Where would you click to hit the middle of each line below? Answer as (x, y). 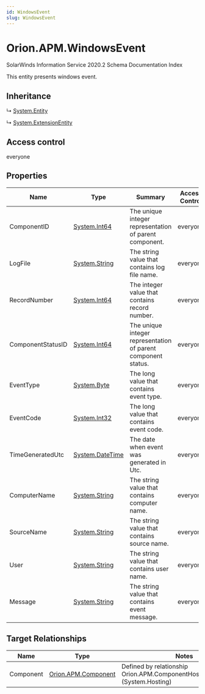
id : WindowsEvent (28, 12)
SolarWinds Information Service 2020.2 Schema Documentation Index (95, 65)
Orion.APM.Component (82, 674)
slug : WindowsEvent (31, 18)
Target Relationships (46, 639)
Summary (151, 197)
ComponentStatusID (38, 344)
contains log (147, 267)
